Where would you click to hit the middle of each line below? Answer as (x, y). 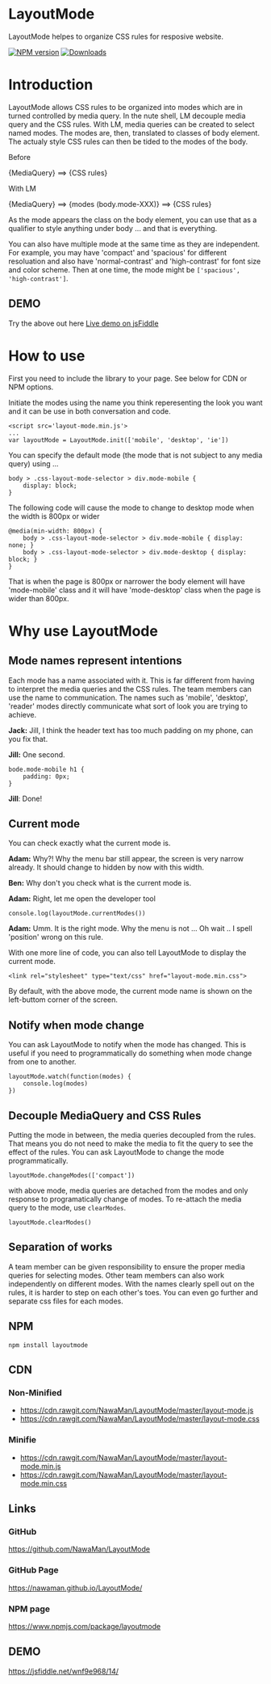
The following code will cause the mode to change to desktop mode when (131, 507)
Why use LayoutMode (83, 631)
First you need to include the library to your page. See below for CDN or (128, 378)
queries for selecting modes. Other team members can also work (117, 1275)
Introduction (51, 85)
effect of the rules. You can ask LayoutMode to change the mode (116, 1152)
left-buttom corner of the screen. (63, 1000)
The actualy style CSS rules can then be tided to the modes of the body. (128, 141)
